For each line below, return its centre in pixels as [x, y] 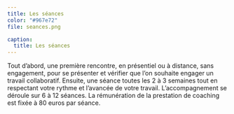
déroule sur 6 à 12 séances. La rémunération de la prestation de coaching [113, 96]
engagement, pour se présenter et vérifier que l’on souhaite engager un [110, 73]
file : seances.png [34, 27]
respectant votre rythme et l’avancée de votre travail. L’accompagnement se [117, 88]
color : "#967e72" [33, 20]
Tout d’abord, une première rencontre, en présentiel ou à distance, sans [111, 66]
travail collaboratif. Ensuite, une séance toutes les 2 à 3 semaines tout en [112, 80]
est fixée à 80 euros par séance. [54, 103]
